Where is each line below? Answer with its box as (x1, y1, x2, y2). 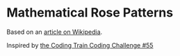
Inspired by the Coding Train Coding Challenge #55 (6, 41, 154, 49)
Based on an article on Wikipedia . (6, 28, 103, 36)
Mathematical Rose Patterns (6, 5, 174, 21)
